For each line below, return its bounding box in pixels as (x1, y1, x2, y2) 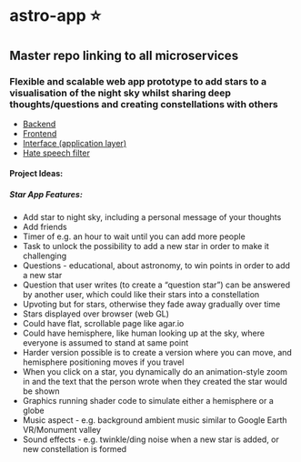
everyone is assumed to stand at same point (22, 337, 189, 348)
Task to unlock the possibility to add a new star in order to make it (22, 241, 270, 252)
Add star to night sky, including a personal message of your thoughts (22, 212, 282, 223)
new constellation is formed (22, 444, 127, 455)
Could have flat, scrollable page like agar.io (22, 318, 185, 329)
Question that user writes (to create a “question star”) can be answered (22, 279, 291, 290)
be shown (22, 386, 61, 397)
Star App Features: (9, 189, 84, 200)
